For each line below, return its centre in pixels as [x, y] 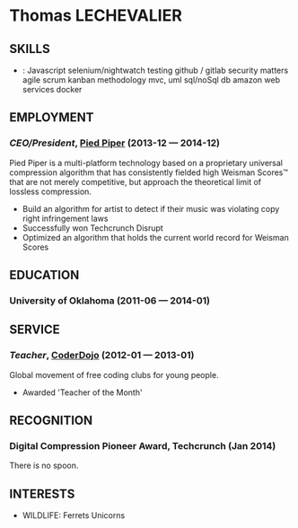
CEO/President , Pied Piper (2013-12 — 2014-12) [115, 143]
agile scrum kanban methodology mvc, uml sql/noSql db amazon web [151, 80]
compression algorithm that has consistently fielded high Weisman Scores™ [149, 172]
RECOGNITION [51, 421]
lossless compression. [51, 191]
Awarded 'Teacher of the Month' [82, 392]
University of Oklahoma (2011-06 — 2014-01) [110, 300]
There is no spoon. [44, 466]
